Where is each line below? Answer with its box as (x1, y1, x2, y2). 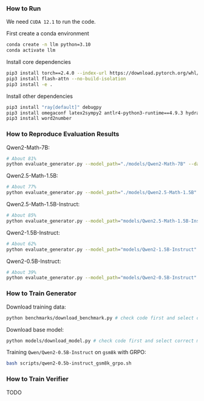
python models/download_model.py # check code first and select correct (6, 338, 194, 344)
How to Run (6, 4, 41, 13)
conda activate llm (6, 47, 56, 54)
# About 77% (6, 184, 36, 190)
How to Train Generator (6, 289, 77, 298)
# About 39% (6, 269, 36, 275)
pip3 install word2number (6, 116, 72, 122)
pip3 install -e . (6, 81, 53, 88)
